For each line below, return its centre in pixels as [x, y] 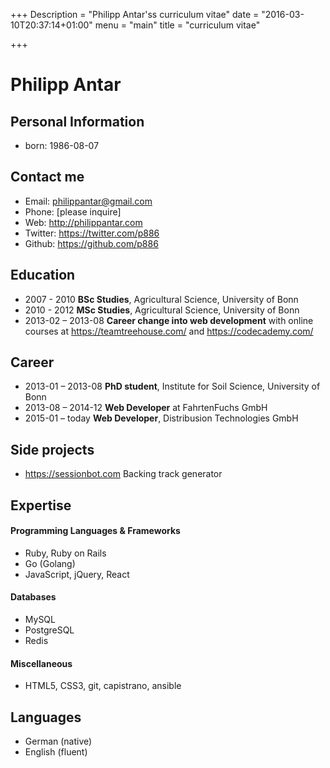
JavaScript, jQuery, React [77, 574]
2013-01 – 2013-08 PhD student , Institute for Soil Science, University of [172, 386]
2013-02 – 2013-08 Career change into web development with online [169, 320]
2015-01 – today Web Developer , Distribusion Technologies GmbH [161, 418]
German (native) [58, 741]
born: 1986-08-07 [62, 145]
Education [43, 275]
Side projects [52, 449]
